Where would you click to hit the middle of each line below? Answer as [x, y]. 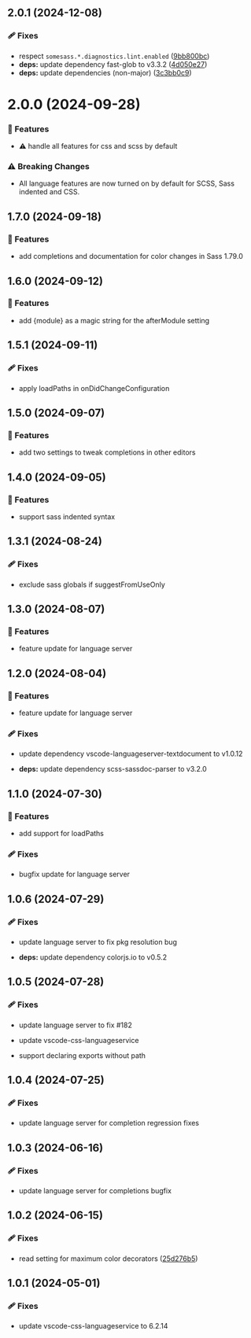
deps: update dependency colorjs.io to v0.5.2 [93, 957]
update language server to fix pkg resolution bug [98, 942]
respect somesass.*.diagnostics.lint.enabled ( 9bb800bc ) [114, 56]
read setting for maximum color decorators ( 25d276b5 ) [108, 1259]
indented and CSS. [49, 192]
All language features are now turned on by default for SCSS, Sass [127, 183]
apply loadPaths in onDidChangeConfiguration [94, 388]
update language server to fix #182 [76, 1025]
